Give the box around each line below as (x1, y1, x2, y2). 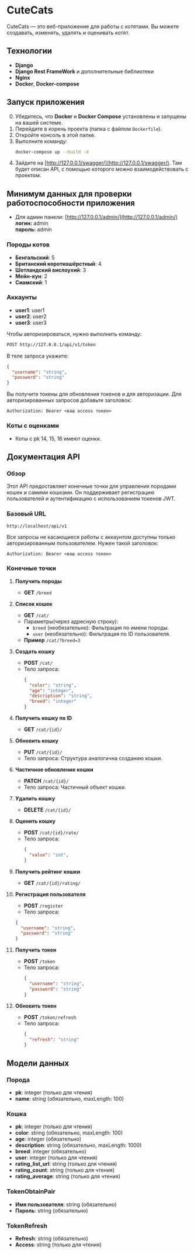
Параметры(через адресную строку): (23, 618, 119, 625)
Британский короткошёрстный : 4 (15, 260, 102, 267)
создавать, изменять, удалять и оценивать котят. (6, 29, 130, 36)
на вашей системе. (15, 119, 63, 126)
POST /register (23, 902, 64, 909)
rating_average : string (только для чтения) (15, 1173, 120, 1180)
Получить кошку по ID (15, 714, 72, 722)
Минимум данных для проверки (6, 188, 132, 199)
